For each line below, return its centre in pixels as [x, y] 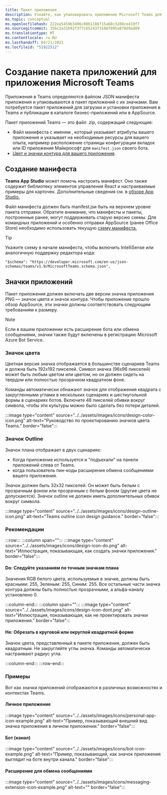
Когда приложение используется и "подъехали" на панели [75, 459]
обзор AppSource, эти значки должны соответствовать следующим [78, 304]
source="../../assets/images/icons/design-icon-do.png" [62, 546]
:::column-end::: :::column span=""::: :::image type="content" [68, 604]
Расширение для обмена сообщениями [49, 771]
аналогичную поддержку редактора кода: [50, 253]
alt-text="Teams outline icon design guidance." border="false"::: [92, 516]
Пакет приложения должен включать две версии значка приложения [79, 294]
